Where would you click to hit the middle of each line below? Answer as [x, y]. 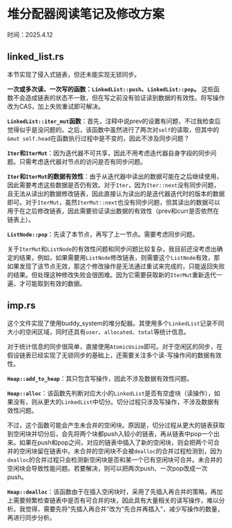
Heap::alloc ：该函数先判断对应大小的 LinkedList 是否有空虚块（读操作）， [111, 393]
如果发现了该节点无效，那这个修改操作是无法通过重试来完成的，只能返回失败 [116, 266]
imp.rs [21, 306]
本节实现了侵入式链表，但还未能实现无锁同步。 [74, 74]
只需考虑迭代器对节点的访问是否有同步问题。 [83, 161]
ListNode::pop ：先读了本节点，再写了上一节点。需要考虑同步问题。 [103, 234]
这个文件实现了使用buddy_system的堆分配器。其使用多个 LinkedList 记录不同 [116, 323]
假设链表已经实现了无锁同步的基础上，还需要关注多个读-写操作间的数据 [108, 355]
